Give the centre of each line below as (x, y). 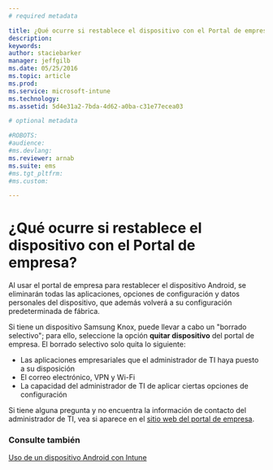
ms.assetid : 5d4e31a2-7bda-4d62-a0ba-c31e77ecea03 (96, 107)
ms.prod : (23, 83)
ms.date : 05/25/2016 (43, 69)
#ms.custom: (28, 181)
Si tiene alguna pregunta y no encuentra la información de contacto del (127, 411)
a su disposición (48, 369)
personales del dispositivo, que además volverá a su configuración (120, 302)
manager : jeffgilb (39, 61)
